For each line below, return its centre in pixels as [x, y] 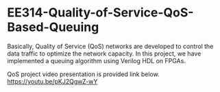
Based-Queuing [53, 27]
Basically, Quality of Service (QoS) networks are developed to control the [110, 46]
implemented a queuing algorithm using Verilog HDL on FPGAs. [97, 60]
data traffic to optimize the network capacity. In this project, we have [104, 54]
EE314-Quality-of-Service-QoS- [100, 13]
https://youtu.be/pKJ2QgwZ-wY [52, 81]
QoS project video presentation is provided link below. [83, 74]
